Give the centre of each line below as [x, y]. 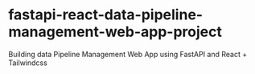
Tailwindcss [28, 63]
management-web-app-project [115, 32]
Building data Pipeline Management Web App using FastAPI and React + [128, 54]
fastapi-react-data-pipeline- [106, 15]
